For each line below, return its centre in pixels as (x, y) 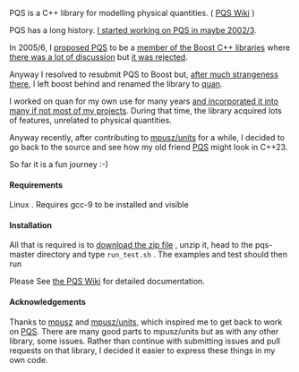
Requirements (36, 185)
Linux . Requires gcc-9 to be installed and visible (99, 205)
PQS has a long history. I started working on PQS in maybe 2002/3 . (133, 30)
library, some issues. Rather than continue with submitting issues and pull (145, 341)
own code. (29, 359)
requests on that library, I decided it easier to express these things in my (142, 350)
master (22, 255)
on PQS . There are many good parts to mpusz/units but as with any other (144, 331)
